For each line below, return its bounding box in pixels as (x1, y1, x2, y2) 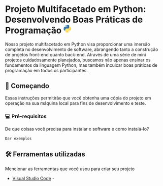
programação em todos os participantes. (5, 67, 88, 73)
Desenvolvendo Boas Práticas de (5, 14, 143, 25)
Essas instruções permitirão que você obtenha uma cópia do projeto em (5, 95, 151, 101)
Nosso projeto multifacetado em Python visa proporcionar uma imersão (5, 41, 150, 47)
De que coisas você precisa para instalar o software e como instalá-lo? (5, 126, 149, 132)
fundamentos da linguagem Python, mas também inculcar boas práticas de (5, 62, 158, 68)
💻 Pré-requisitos (5, 113, 47, 120)
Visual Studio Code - (12, 175, 55, 181)
